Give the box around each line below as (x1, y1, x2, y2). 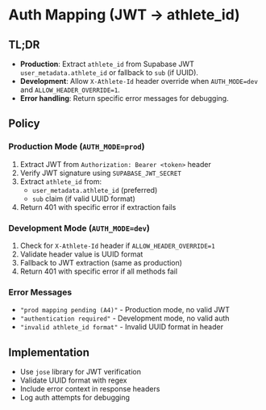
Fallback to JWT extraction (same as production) (19, 257, 183, 267)
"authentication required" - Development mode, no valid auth (19, 313, 230, 324)
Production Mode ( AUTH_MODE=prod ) (8, 141, 145, 153)
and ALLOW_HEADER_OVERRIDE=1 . (19, 85, 121, 94)
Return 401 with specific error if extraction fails (19, 202, 177, 211)
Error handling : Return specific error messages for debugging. (19, 94, 229, 102)
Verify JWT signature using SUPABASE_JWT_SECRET (19, 168, 181, 178)
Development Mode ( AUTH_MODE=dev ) (8, 222, 151, 233)
